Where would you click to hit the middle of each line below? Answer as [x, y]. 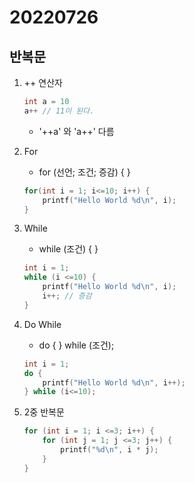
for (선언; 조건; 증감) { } [84, 172]
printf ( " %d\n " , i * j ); [109, 450]
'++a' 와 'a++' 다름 [76, 131]
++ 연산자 [43, 82]
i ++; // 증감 [67, 296]
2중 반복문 [44, 412]
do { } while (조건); [76, 345]
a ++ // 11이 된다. [59, 111]
